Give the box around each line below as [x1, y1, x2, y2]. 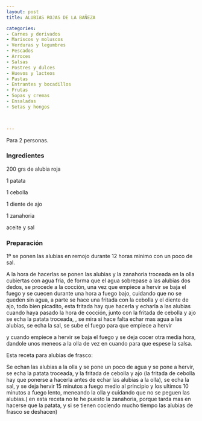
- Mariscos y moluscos [6, 37, 63, 43]
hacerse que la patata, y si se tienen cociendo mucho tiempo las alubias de [6, 402, 194, 409]
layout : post [6, 8, 39, 15]
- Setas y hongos [6, 104, 50, 110]
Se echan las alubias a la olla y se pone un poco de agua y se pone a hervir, [6, 363, 195, 371]
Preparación [6, 239, 43, 247]
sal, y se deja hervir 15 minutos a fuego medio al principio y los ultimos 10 [6, 382, 189, 390]
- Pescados [6, 48, 34, 54]
